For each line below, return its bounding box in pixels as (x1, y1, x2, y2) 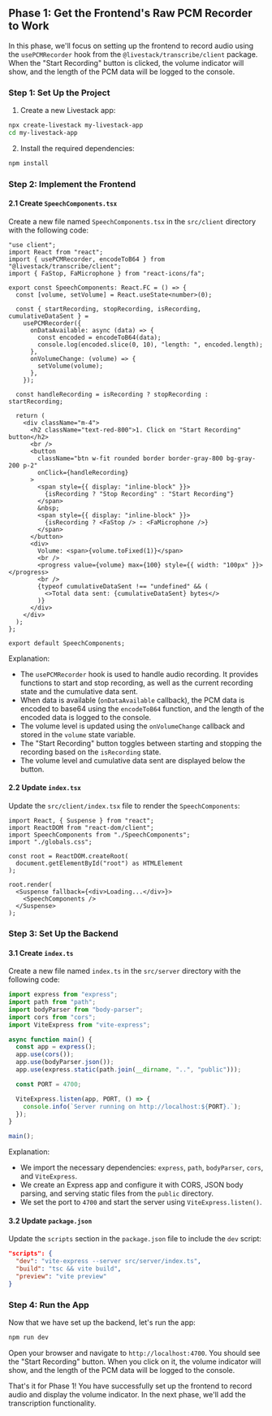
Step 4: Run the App (8, 1299, 89, 1310)
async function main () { (8, 1036, 93, 1044)
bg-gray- (226, 454, 256, 463)
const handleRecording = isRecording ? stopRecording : (15, 390, 209, 398)
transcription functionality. (8, 1398, 97, 1408)
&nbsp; (37, 504, 60, 512)
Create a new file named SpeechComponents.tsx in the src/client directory (8, 216, 257, 226)
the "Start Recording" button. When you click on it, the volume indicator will (8, 1357, 261, 1366)
